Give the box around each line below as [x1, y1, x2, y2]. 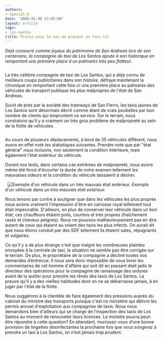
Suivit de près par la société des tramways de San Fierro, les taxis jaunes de [5, 102, 158, 108]
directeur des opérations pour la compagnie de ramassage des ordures [5, 268, 148, 274]
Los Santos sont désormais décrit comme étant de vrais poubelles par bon [5, 107, 155, 113]
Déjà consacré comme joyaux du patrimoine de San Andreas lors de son [5, 47, 151, 54]
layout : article [5, 21, 38, 26]
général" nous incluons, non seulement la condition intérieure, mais [5, 147, 140, 153]
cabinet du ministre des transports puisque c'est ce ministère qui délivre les [5, 298, 157, 304]
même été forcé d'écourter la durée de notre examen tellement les [5, 167, 138, 172]
